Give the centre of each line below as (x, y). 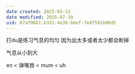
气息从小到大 (22, 53)
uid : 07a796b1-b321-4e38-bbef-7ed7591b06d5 (61, 22)
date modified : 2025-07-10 (40, 17)
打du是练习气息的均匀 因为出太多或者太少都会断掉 (68, 40)
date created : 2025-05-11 (38, 12)
